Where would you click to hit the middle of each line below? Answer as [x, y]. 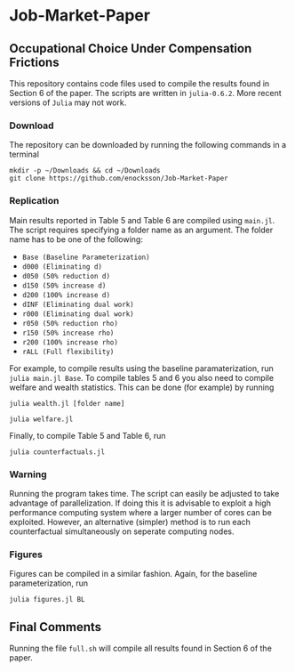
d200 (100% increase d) [66, 295]
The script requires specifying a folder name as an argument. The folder [141, 230]
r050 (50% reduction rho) [70, 323]
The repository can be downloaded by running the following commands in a [148, 145]
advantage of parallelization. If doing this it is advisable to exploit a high [140, 503]
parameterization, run [49, 583]
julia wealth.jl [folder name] [67, 403]
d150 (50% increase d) [64, 286]
